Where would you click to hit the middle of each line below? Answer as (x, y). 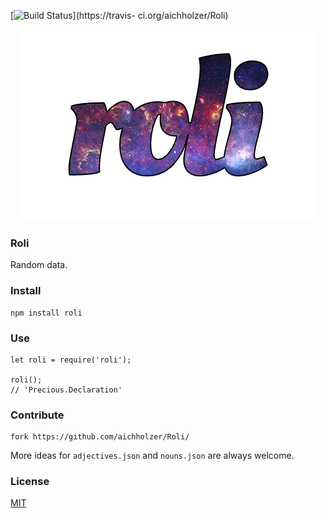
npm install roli (46, 313)
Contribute (37, 415)
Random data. (39, 265)
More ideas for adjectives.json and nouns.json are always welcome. (152, 456)
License (30, 482)
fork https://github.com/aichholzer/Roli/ (100, 437)
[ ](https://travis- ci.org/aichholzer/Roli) (119, 15)
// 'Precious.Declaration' (66, 390)
